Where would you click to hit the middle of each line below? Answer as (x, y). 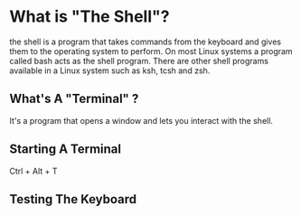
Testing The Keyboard (73, 199)
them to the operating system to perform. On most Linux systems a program (151, 51)
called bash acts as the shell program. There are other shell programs (139, 61)
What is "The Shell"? (89, 17)
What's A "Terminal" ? (74, 99)
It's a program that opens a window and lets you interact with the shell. (141, 120)
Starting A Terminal (66, 150)
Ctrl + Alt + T (33, 171)
